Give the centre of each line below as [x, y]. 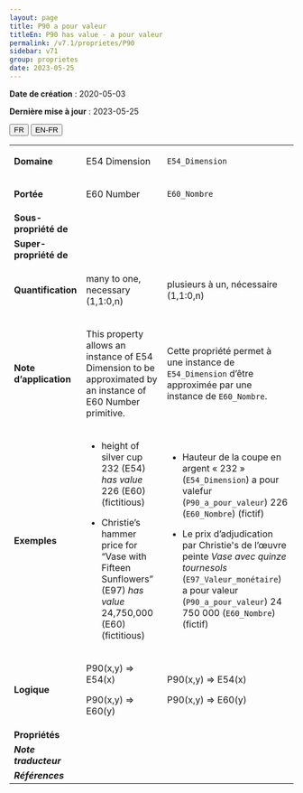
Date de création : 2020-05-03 [68, 93]
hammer [119, 534]
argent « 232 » [213, 468]
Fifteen [116, 567]
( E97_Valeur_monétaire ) [232, 579]
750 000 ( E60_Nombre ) [229, 612]
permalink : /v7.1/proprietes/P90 [72, 43]
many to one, [113, 278]
